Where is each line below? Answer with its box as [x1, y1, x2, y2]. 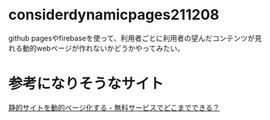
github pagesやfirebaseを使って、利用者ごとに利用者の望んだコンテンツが [8, 33, 255, 43]
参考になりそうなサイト [8, 75, 164, 93]
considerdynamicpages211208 [8, 6, 220, 24]
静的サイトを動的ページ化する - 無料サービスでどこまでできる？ [8, 102, 220, 112]
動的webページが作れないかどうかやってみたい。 [22, 43, 185, 53]
